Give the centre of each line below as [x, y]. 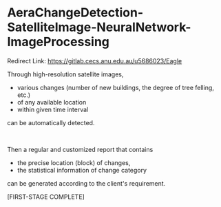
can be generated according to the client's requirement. [86, 183]
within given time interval [53, 109]
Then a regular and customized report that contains [80, 149]
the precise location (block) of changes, [74, 162]
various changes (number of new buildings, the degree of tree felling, [116, 87]
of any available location [52, 102]
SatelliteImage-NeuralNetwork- [99, 27]
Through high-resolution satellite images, [65, 74]
